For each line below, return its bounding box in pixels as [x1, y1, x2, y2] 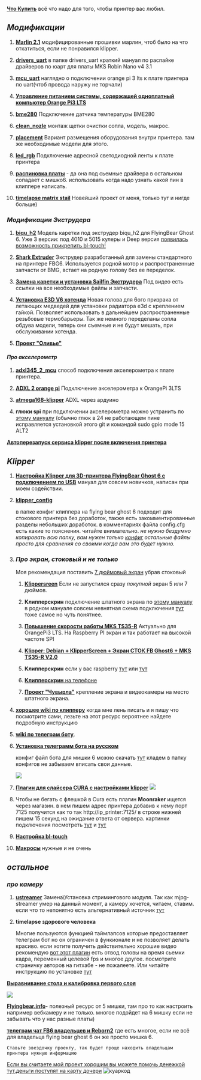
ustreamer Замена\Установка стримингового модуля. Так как [15, 894, 173, 901]
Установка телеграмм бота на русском [15, 742, 119, 750]
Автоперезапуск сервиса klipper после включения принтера [7, 438, 167, 446]
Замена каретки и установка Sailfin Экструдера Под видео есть [15, 278, 184, 285]
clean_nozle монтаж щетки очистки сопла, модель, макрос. [15, 122, 170, 129]
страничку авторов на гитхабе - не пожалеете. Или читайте [15, 962, 169, 969]
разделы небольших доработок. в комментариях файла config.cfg [15, 521, 185, 528]
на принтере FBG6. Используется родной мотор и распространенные [15, 260, 195, 267]
